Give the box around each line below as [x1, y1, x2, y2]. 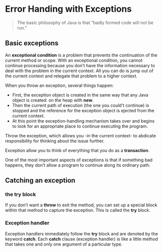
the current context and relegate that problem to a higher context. [5, 73, 138, 79]
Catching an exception [5, 176, 76, 185]
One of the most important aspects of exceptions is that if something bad [5, 157, 153, 163]
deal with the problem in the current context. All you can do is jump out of [5, 68, 154, 74]
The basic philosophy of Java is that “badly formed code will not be [17, 20, 154, 25]
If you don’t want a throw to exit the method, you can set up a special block [5, 202, 158, 208]
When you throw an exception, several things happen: [5, 82, 114, 88]
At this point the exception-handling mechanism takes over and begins [12, 118, 155, 124]
